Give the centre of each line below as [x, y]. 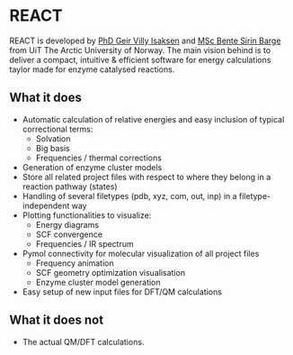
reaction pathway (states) [70, 187]
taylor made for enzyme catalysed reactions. [92, 69]
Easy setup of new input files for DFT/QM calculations [122, 291]
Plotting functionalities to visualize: [87, 215]
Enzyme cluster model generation [98, 282]
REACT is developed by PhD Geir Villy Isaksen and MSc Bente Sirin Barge [145, 41]
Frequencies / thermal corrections [98, 158]
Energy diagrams [67, 224]
